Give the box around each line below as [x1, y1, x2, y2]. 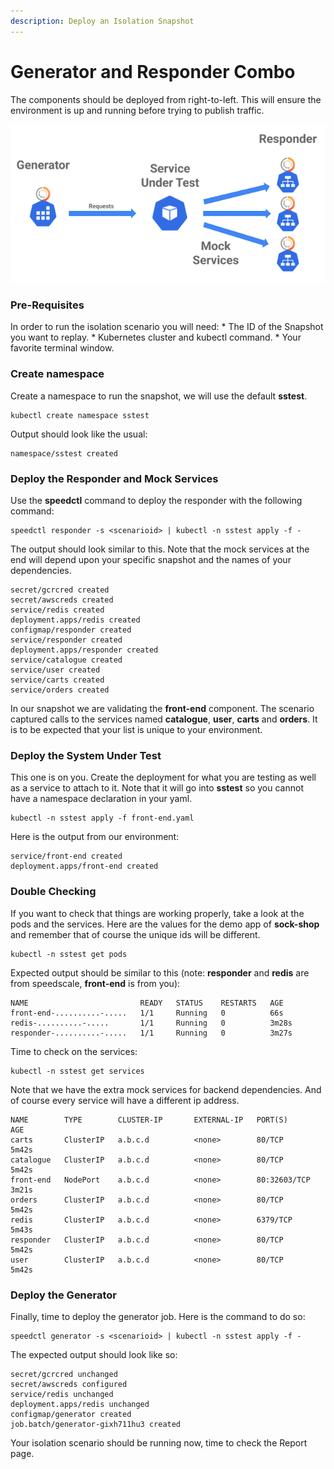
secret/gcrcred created [10, 585, 110, 595]
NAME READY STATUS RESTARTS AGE [10, 998, 284, 1008]
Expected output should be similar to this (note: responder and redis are [10, 966, 310, 979]
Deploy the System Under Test [10, 748, 162, 762]
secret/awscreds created [10, 595, 114, 605]
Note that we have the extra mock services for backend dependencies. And [10, 1083, 322, 1095]
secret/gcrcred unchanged [10, 1369, 118, 1379]
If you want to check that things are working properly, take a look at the [10, 907, 305, 919]
